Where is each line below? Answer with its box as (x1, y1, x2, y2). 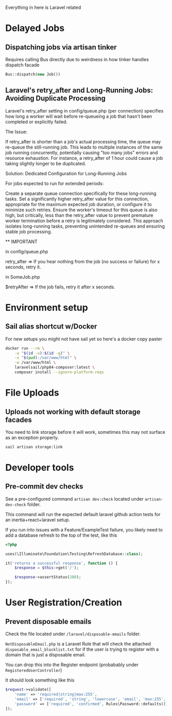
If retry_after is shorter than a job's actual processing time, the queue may (5, 138, 161, 144)
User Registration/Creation (5, 597, 122, 609)
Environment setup (5, 302, 88, 313)
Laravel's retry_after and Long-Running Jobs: (5, 86, 154, 95)
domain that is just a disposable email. (5, 652, 86, 658)
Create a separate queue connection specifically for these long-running (5, 190, 157, 196)
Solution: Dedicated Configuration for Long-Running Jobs (5, 170, 127, 176)
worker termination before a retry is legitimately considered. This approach (5, 217, 164, 224)
